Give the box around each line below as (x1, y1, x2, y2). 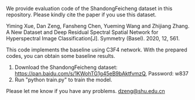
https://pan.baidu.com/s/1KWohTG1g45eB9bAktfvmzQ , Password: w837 (14, 70, 189, 77)
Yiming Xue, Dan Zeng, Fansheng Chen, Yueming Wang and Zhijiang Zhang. (6, 23, 190, 29)
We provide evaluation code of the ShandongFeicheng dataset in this (6, 5, 173, 12)
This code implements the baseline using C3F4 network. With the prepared (6, 46, 187, 53)
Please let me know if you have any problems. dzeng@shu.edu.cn (6, 88, 165, 94)
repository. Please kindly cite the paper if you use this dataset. (6, 11, 157, 18)
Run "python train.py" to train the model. (14, 76, 112, 83)
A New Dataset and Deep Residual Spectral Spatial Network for (6, 29, 159, 36)
